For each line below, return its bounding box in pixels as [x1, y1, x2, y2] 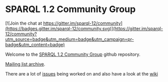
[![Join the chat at [5, 20, 42, 26]
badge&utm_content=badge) [5, 41, 65, 47]
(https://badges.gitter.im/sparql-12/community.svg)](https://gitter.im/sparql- [5, 25, 163, 31]
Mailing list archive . [5, 61, 45, 67]
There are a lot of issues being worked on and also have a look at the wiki [5, 70, 158, 76]
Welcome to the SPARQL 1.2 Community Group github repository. [5, 51, 141, 57]
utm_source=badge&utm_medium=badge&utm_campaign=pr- [5, 36, 134, 42]
